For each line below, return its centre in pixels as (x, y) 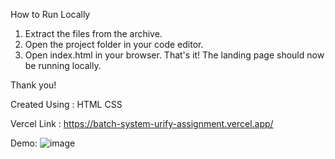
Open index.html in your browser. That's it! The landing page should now (174, 55)
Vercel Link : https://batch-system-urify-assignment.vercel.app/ (142, 123)
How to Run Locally (50, 14)
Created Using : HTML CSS (66, 104)
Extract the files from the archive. (93, 33)
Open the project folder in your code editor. (114, 44)
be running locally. (63, 65)
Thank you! (33, 85)
